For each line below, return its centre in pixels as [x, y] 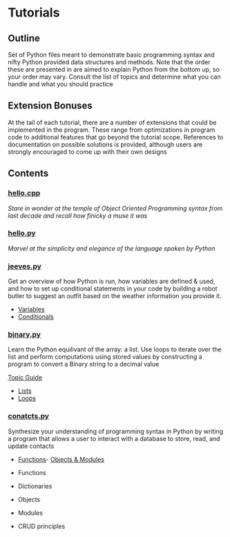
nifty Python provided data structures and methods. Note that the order [109, 62]
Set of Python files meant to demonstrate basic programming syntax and [111, 55]
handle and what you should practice [60, 84]
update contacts [31, 446]
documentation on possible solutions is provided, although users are [105, 144]
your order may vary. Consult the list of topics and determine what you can [114, 77]
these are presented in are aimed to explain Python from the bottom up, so [114, 69]
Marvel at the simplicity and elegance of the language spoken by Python [112, 248]
